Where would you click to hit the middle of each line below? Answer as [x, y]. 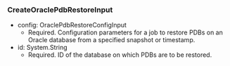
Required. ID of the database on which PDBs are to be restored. [120, 55]
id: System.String [43, 48]
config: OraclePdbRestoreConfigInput [72, 25]
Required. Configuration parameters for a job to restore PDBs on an [125, 32]
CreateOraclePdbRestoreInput [60, 10]
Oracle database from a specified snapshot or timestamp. [111, 40]
